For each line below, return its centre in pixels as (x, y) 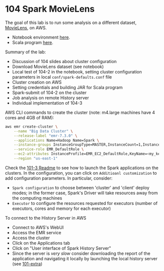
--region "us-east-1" (36, 158)
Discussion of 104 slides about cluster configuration (64, 61)
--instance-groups (32, 145)
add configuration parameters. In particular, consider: (59, 178)
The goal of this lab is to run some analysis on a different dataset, (71, 23)
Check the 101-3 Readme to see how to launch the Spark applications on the (82, 168)
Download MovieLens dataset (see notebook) (58, 67)
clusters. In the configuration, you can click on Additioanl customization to (81, 173)
